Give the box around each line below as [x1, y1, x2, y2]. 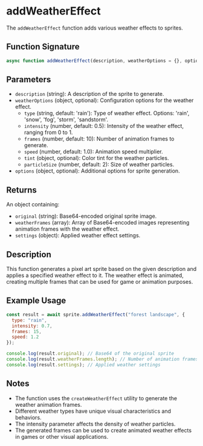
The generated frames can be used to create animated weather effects [14, 427, 192, 434]
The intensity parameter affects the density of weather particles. [14, 420, 176, 427]
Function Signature [6, 42, 80, 52]
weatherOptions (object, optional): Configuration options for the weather [14, 97, 194, 104]
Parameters [6, 74, 51, 85]
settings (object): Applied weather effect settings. [14, 232, 141, 239]
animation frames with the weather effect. [14, 225, 120, 233]
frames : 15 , [11, 328, 42, 334]
